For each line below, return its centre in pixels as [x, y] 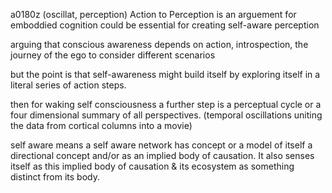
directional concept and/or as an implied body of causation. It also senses [162, 155]
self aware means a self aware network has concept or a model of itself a [161, 145]
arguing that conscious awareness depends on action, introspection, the [159, 44]
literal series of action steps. [68, 85]
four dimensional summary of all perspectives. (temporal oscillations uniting [166, 115]
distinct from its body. [55, 177]
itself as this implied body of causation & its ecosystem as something [152, 166]
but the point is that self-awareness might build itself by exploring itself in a [165, 74]
